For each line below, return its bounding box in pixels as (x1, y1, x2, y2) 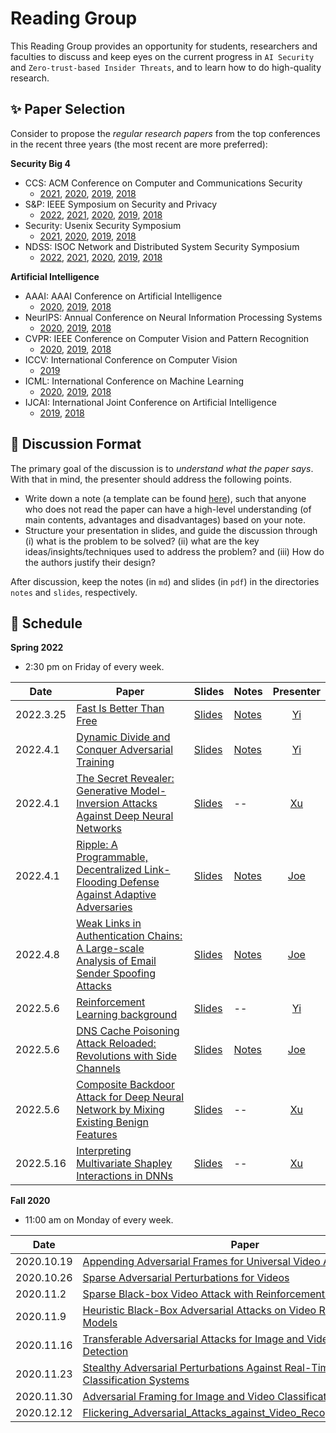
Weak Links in (76, 917, 142, 931)
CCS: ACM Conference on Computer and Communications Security (24, 177, 303, 189)
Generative (76, 784, 128, 798)
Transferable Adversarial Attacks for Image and (82, 1332, 305, 1346)
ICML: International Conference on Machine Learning (24, 375, 245, 387)
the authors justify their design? (24, 556, 156, 568)
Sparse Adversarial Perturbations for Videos (82, 1271, 290, 1285)
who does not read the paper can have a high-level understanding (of (24, 503, 312, 515)
